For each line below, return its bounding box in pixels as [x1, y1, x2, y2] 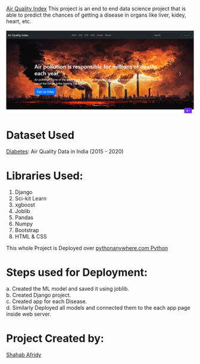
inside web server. [6, 310, 52, 318]
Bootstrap [14, 227, 39, 234]
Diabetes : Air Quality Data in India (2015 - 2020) [6, 148, 124, 155]
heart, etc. [6, 18, 32, 24]
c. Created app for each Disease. [6, 298, 87, 305]
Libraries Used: [6, 169, 83, 183]
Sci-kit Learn [14, 195, 47, 202]
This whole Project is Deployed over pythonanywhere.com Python [6, 245, 168, 252]
